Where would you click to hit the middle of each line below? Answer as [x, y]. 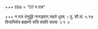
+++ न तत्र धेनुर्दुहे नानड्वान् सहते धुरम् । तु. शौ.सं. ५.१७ [49, 17]
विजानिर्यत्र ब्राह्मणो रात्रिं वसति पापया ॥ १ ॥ [37, 22]
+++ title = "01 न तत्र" [25, 7]
